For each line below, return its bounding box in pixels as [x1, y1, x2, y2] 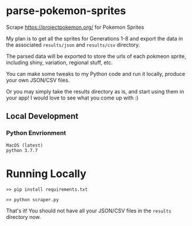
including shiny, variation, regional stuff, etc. [6, 59, 113, 66]
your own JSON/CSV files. [6, 77, 70, 84]
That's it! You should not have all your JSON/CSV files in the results [6, 207, 171, 214]
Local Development [6, 111, 79, 121]
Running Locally [6, 167, 87, 180]
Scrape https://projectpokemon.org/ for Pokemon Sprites [6, 24, 144, 31]
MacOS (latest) [6, 142, 43, 148]
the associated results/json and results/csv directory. [6, 41, 140, 48]
